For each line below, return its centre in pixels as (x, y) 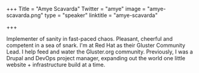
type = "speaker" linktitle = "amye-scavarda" (101, 15)
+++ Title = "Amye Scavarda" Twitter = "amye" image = (76, 9)
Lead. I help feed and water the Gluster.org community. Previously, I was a (100, 52)
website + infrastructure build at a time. (56, 64)
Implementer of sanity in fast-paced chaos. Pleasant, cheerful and (89, 39)
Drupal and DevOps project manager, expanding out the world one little (96, 58)
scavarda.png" (25, 15)
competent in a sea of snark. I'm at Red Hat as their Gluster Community (96, 45)
